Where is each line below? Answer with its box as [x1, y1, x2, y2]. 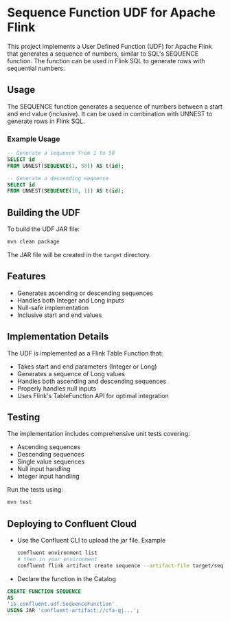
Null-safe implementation [16, 303, 89, 312]
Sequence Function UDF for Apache [7, 5, 216, 21]
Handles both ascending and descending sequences [16, 377, 167, 385]
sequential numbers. [7, 64, 65, 72]
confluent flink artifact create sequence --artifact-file [16, 562, 190, 569]
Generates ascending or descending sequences [16, 289, 153, 297]
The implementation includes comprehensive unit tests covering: [7, 430, 190, 438]
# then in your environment [16, 556, 97, 563]
